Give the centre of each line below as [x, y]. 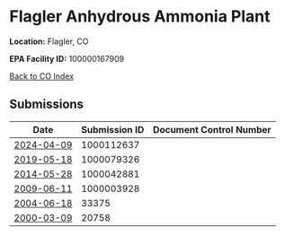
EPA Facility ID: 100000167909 [67, 58]
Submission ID [112, 129]
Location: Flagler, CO [49, 41]
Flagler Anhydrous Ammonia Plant [140, 17]
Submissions [46, 105]
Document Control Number [212, 129]
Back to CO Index [42, 76]
